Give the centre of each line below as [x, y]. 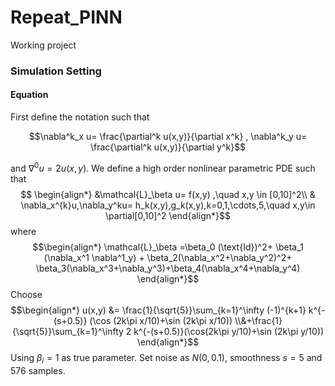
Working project [43, 45]
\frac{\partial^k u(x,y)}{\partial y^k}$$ [168, 147]
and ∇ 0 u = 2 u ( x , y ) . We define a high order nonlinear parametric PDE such [163, 167]
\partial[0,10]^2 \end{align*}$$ [168, 215]
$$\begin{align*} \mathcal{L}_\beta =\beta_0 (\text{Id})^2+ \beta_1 [168, 247]
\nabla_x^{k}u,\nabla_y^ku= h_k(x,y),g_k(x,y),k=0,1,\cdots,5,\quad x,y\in [168, 205]
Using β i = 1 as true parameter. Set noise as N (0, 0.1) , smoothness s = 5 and [166, 358]
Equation [29, 95]
